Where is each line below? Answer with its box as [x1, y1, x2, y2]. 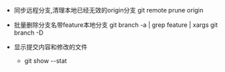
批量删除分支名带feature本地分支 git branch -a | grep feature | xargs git [13, 21, 218, 29]
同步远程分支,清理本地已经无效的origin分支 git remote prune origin [13, 6, 204, 14]
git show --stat [24, 57, 68, 64]
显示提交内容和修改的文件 [13, 43, 88, 51]
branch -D [13, 28, 44, 37]
